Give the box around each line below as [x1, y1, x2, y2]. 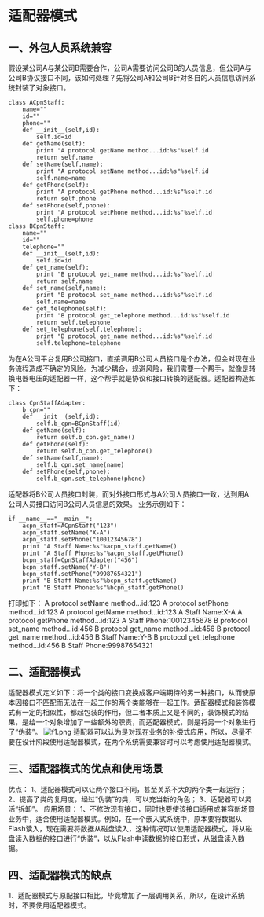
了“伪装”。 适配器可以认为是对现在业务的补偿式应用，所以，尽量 [8, 727, 246, 736]
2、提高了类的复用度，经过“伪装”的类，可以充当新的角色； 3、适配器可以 [8, 794, 245, 804]
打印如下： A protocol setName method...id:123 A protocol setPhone [8, 599, 229, 607]
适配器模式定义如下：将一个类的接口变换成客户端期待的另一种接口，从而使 [8, 688, 249, 697]
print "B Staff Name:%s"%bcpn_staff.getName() [22, 577, 178, 585]
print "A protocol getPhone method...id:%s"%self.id [36, 188, 213, 196]
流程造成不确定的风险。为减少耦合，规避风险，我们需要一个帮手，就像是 [14, 364, 249, 373]
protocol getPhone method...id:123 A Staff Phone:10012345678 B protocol [8, 616, 247, 625]
